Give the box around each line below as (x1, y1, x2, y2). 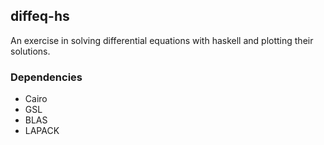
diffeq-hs (10, 8, 70, 25)
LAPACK (24, 125, 60, 137)
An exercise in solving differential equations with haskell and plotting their (10, 34, 314, 46)
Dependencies (10, 70, 83, 84)
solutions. (10, 45, 51, 57)
